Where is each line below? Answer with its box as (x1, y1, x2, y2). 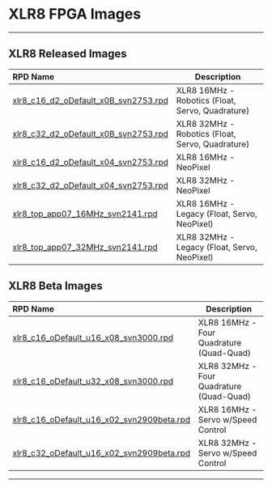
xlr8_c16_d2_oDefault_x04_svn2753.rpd (12, 156, 168, 168)
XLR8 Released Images (8, 47, 127, 61)
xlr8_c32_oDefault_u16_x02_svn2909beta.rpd (12, 447, 190, 458)
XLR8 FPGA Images (8, 5, 142, 23)
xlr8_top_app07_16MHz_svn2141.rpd (12, 208, 158, 219)
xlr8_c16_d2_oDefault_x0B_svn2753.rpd (12, 95, 168, 106)
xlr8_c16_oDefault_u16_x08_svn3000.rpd (12, 332, 174, 343)
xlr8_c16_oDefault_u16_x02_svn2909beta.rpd (12, 414, 190, 425)
